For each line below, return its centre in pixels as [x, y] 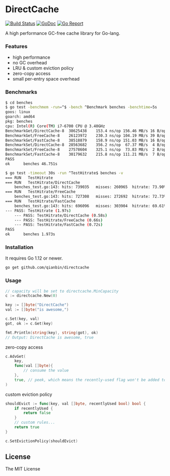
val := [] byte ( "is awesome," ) [37, 310]
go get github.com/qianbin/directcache [47, 268]
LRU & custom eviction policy [43, 68]
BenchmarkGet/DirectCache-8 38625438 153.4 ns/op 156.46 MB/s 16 [80, 131]
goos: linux [18, 112]
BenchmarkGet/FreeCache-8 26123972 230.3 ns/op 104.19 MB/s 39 [80, 135]
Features [16, 46]
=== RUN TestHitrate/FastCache [40, 201]
